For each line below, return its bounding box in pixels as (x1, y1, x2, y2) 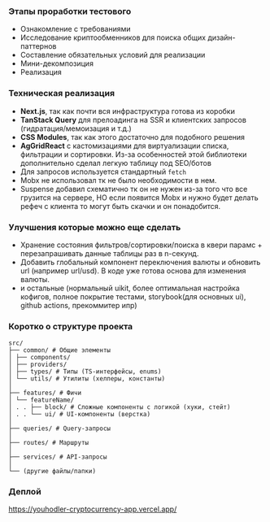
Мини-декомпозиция (20, 59, 94, 68)
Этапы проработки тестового (8, 6, 132, 17)
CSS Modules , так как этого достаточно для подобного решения (20, 132, 246, 141)
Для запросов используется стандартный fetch (20, 167, 187, 176)
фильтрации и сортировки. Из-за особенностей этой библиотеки (20, 149, 247, 159)
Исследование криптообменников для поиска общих (20, 33, 206, 42)
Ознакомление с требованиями (20, 24, 132, 34)
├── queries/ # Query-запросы (8, 424, 111, 433)
